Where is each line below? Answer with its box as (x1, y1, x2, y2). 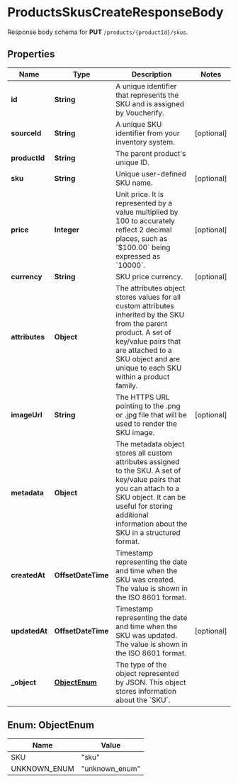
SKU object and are (115, 354, 181, 364)
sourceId (11, 128, 42, 138)
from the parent (115, 318, 168, 328)
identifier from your (115, 128, 180, 138)
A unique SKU (115, 119, 162, 129)
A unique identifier (115, 81, 177, 91)
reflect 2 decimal (115, 225, 172, 235)
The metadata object (115, 439, 185, 449)
